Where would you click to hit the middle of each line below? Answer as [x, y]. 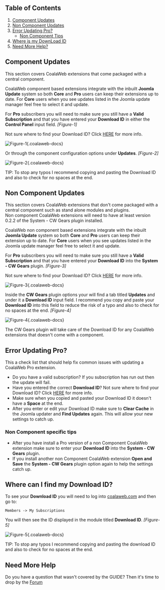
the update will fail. [31, 382]
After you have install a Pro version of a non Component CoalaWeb [80, 443]
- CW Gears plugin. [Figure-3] [36, 266]
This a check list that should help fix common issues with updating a [74, 362]
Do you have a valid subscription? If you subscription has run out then [83, 377]
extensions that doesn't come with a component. [55, 335]
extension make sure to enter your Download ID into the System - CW [83, 448]
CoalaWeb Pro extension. [31, 368]
